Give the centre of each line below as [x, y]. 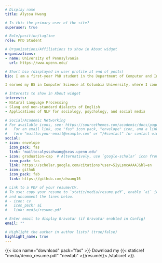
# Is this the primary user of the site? [47, 23]
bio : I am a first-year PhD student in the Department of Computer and [78, 76]
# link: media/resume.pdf [33, 210]
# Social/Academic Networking [35, 120]
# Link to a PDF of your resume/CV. [42, 187]
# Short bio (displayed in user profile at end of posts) [64, 71]
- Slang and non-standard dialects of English [53, 107]
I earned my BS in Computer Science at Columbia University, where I [76, 85]
